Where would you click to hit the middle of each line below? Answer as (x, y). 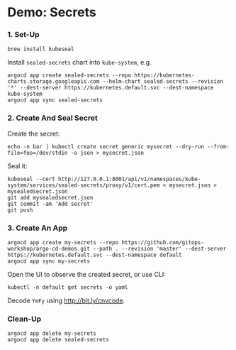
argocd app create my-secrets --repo (63, 243)
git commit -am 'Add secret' (50, 204)
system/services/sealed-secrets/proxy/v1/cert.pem (84, 185)
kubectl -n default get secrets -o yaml (68, 288)
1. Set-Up (24, 35)
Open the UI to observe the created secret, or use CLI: (87, 275)
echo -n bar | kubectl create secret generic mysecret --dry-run (106, 146)
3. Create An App (38, 228)
